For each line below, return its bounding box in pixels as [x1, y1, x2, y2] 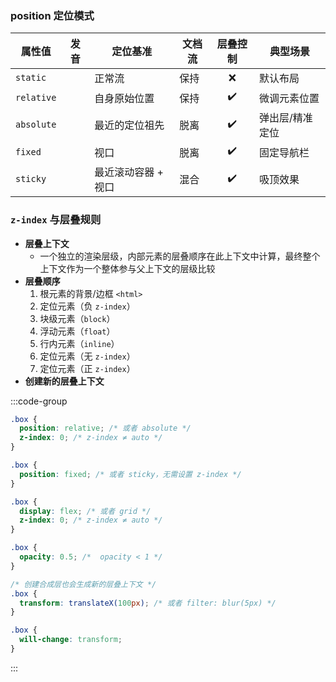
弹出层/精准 [258, 111, 313, 125]
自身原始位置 [94, 91, 155, 105]
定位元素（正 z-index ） [39, 362, 136, 374]
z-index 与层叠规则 [10, 213, 102, 227]
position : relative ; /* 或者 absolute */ [19, 423, 192, 434]
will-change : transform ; [19, 635, 123, 645]
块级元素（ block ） [39, 312, 116, 324]
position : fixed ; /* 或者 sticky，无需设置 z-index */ [19, 469, 242, 479]
